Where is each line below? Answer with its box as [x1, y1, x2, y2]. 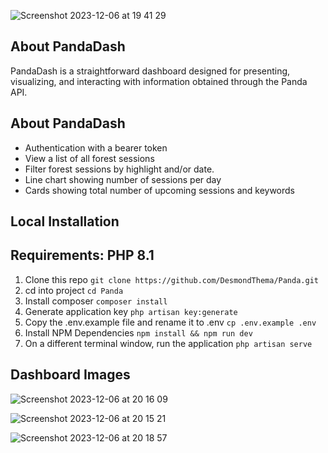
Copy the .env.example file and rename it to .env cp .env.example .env [24, 316, 317, 328]
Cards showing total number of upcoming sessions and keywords [24, 184, 295, 196]
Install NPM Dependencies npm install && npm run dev [24, 326, 253, 339]
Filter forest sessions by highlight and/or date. [24, 163, 215, 175]
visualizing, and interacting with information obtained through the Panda [10, 75, 308, 87]
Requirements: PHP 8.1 [10, 247, 155, 264]
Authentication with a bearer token [24, 141, 168, 154]
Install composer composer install [24, 295, 168, 307]
